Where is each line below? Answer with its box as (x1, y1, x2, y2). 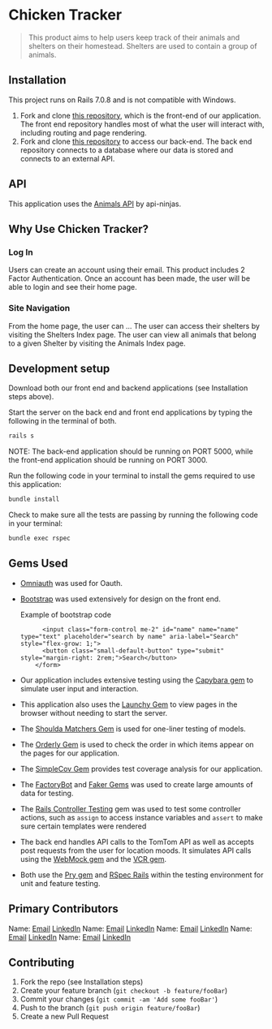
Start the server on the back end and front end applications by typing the (8, 407, 253, 417)
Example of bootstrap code (19, 609, 112, 619)
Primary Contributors (8, 902, 119, 916)
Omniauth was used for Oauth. (19, 578, 123, 588)
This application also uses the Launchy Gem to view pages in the (19, 700, 238, 709)
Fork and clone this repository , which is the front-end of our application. (19, 110, 261, 120)
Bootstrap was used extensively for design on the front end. (19, 594, 221, 604)
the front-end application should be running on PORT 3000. (8, 455, 209, 465)
